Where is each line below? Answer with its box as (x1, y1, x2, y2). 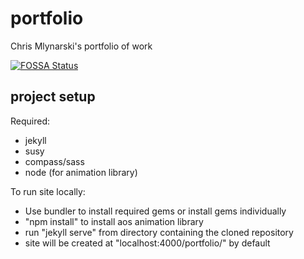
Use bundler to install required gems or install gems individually (24, 205, 287, 217)
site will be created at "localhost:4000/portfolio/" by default (24, 237, 271, 249)
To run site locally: (10, 185, 86, 197)
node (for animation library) (24, 166, 138, 178)
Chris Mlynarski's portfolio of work (10, 40, 153, 52)
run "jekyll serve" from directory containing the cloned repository (24, 226, 294, 238)
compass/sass (24, 155, 85, 167)
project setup (10, 88, 96, 106)
